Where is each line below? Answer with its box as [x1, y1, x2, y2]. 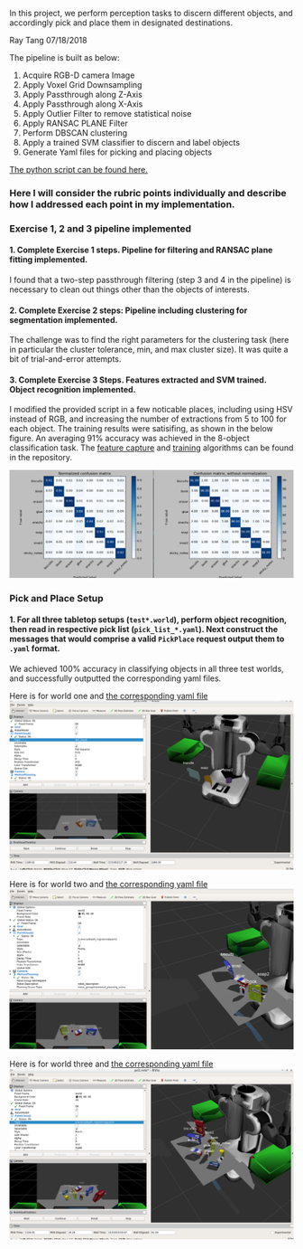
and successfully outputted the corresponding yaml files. [9, 673, 222, 684]
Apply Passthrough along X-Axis [22, 99, 143, 109]
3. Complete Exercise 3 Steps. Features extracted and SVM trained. [9, 374, 267, 385]
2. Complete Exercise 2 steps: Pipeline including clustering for [9, 305, 248, 316]
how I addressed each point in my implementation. [9, 198, 235, 211]
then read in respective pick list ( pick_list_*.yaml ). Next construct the [9, 624, 278, 635]
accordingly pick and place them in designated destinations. [9, 17, 233, 28]
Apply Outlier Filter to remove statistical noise [22, 109, 192, 118]
